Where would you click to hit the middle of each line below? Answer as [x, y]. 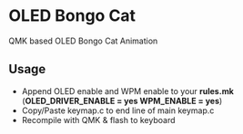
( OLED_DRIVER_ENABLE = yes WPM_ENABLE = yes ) [122, 100]
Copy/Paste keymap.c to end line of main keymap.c [118, 110]
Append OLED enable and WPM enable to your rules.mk [127, 91]
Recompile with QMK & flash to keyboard [98, 120]
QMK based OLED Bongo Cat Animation [83, 41]
